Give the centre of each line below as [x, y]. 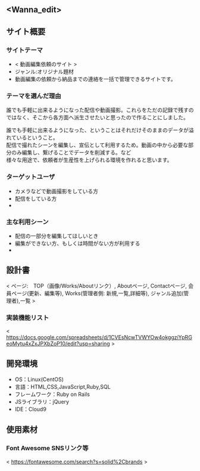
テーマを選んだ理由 [34, 96]
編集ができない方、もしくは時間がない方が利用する [77, 243]
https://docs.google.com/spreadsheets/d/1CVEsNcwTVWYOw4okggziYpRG [99, 337]
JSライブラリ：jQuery [42, 401]
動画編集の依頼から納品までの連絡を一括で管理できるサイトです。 [96, 79]
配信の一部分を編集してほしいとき [57, 235]
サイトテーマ [25, 50]
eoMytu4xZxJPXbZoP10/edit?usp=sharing [58, 344]
